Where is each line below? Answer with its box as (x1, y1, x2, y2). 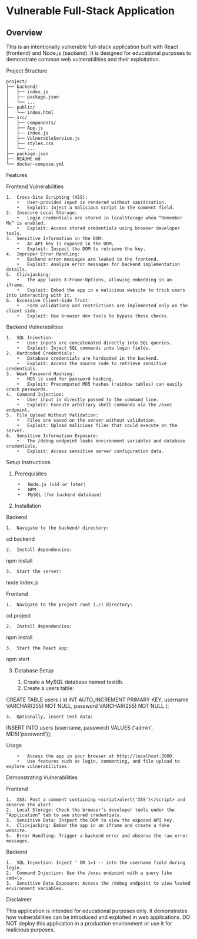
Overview (6, 28, 43, 38)
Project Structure (6, 67, 48, 74)
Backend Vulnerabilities (6, 323, 64, 330)
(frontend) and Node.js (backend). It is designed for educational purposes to (6, 50, 192, 57)
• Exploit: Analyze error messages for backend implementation (16, 261, 181, 267)
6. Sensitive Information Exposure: (6, 433, 99, 439)
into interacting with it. (6, 293, 72, 298)
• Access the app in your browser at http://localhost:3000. (16, 753, 175, 759)
